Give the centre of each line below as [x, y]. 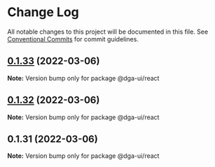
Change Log [43, 12]
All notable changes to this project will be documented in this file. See [108, 32]
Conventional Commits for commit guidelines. [73, 39]
